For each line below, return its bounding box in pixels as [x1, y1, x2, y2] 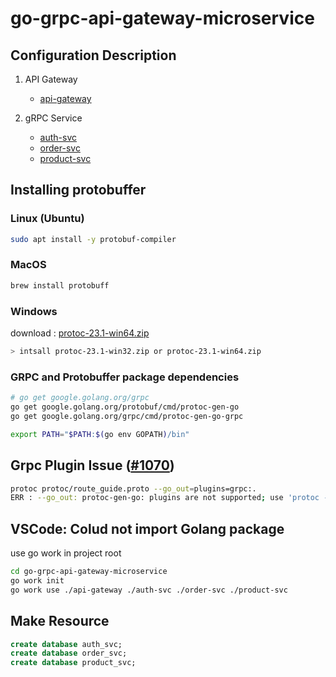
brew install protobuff [10, 280, 110, 291]
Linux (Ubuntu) [10, 212, 85, 226]
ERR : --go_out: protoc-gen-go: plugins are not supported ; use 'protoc [10, 493, 320, 503]
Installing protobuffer [10, 182, 147, 199]
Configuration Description [10, 47, 177, 64]
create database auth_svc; [10, 639, 123, 649]
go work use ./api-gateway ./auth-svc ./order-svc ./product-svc [10, 585, 288, 595]
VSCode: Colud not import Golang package [10, 520, 285, 537]
